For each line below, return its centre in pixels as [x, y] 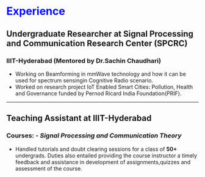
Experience [36, 11]
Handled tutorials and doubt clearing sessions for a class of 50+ [96, 149]
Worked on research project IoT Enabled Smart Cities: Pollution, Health [104, 87]
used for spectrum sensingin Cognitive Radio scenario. [84, 80]
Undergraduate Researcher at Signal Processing [100, 34]
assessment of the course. [49, 168]
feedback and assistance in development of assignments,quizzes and [103, 162]
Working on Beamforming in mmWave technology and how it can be [100, 74]
